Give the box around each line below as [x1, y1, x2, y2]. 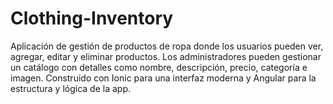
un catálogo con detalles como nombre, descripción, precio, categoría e [10, 61, 308, 73]
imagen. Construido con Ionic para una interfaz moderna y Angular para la [10, 72, 317, 84]
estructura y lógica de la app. [10, 82, 132, 94]
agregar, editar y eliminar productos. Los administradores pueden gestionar [10, 50, 322, 62]
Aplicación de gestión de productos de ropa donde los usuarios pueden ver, [10, 40, 324, 52]
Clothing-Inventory [10, 7, 174, 30]
